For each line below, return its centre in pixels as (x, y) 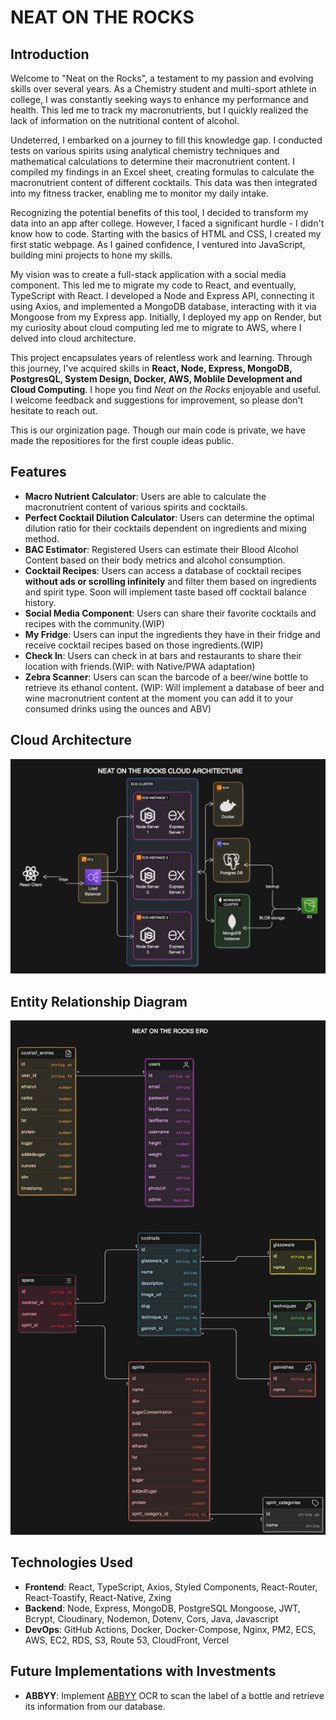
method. (42, 538)
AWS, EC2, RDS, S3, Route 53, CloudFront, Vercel (127, 1640)
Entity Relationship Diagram (99, 1001)
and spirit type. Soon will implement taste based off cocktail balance (165, 592)
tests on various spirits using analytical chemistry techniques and (145, 150)
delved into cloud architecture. (73, 338)
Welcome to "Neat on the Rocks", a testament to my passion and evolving (162, 78)
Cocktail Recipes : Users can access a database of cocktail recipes (163, 570)
